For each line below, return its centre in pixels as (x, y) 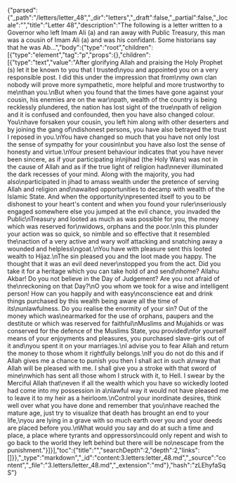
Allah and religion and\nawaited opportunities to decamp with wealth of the (116, 189)
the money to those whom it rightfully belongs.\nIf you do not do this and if (116, 353)
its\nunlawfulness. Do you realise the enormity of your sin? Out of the (108, 309)
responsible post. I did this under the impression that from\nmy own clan (112, 77)
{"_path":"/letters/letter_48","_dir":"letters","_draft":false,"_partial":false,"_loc (118, 18)
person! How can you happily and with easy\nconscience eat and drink (110, 293)
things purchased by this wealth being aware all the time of (93, 301)
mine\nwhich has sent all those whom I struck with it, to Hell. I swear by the (116, 376)
